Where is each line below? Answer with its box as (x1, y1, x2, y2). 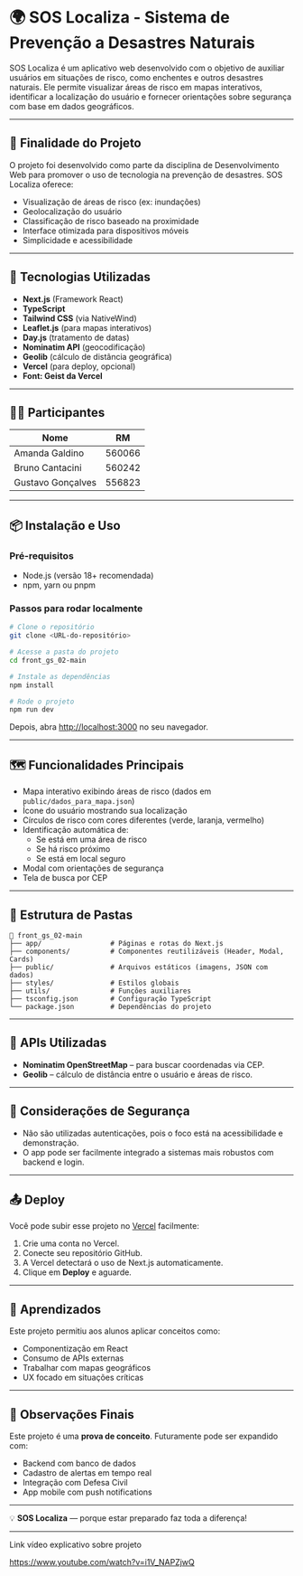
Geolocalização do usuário (22, 205, 123, 217)
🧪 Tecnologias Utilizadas (9, 269, 151, 285)
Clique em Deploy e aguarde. (22, 1267, 133, 1278)
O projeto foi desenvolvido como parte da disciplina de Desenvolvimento (9, 159, 280, 170)
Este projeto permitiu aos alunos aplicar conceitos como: (9, 1326, 221, 1336)
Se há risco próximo (35, 844, 111, 854)
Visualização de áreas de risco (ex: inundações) (22, 196, 201, 207)
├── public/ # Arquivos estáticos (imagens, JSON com (9, 962, 269, 972)
